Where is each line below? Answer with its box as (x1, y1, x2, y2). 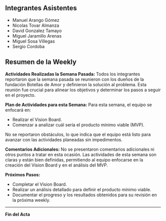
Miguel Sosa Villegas (12, 38, 55, 44)
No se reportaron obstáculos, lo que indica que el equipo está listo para (5, 131, 151, 137)
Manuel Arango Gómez (12, 17, 60, 23)
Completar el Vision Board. (12, 181, 67, 187)
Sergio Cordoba (12, 43, 45, 49)
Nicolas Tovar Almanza (12, 22, 59, 28)
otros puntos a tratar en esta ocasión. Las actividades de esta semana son (5, 151, 157, 158)
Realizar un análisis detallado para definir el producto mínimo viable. (12, 186, 152, 192)
